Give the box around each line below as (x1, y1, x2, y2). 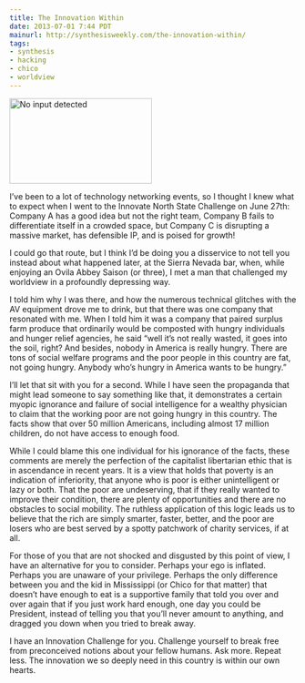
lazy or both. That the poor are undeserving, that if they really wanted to (9, 484, 280, 494)
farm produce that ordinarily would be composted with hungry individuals (9, 322, 285, 333)
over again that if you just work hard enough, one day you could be (9, 598, 261, 609)
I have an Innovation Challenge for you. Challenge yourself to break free (9, 635, 280, 647)
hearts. (9, 664, 36, 675)
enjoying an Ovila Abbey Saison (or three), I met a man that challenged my (9, 266, 289, 278)
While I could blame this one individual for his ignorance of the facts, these (9, 445, 290, 456)
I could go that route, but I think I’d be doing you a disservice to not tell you (9, 247, 290, 258)
